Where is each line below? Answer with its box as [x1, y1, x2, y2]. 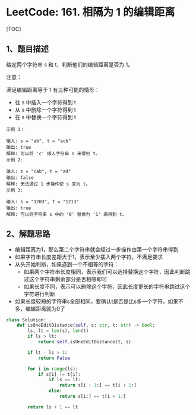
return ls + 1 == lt [27, 404, 78, 410]
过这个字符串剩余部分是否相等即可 [23, 275, 108, 282]
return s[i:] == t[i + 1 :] [59, 394, 127, 400]
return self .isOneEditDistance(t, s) [37, 339, 132, 345]
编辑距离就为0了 [25, 305, 65, 312]
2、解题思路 [6, 229, 50, 239]
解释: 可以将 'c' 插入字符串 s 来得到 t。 [6, 151, 100, 157]
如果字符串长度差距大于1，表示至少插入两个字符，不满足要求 [14, 253, 163, 260]
